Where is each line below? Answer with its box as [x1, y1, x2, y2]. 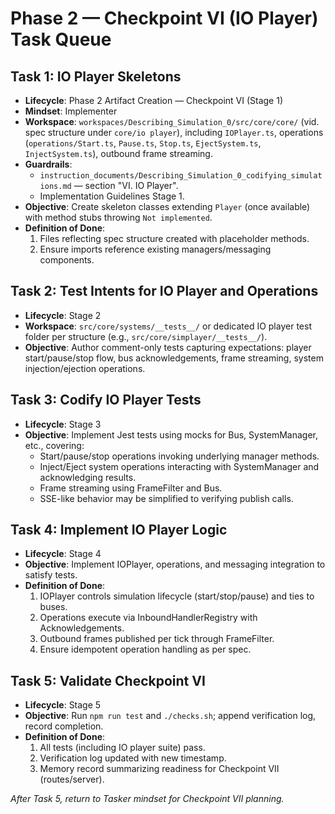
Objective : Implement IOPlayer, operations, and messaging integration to [24, 558, 326, 571]
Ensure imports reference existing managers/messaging [39, 243, 272, 255]
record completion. [24, 720, 104, 732]
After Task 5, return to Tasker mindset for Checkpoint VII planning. [10, 793, 285, 805]
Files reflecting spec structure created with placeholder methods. [39, 233, 310, 244]
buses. [39, 601, 68, 613]
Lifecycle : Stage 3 [24, 418, 102, 430]
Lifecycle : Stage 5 [24, 699, 102, 711]
